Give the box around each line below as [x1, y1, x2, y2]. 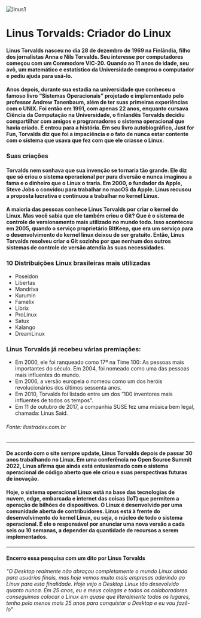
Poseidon [14, 273, 39, 280]
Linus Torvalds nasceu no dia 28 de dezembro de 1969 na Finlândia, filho [6, 47, 191, 54]
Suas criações [6, 152, 49, 160]
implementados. [6, 533, 48, 541]
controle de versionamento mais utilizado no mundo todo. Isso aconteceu [6, 219, 193, 226]
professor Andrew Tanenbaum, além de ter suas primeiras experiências [6, 99, 188, 106]
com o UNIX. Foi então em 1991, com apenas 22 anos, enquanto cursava [6, 105, 188, 112]
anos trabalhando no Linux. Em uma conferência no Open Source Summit [6, 456, 192, 463]
